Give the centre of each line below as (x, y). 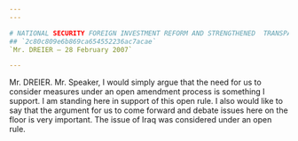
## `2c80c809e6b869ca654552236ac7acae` (83, 41)
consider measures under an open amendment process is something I (137, 92)
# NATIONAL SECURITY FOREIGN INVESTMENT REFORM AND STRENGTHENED (132, 33)
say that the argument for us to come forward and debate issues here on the (149, 110)
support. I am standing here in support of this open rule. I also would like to (146, 101)
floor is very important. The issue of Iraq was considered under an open (141, 120)
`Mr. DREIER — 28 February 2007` (71, 49)
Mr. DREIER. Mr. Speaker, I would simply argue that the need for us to (135, 82)
